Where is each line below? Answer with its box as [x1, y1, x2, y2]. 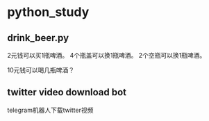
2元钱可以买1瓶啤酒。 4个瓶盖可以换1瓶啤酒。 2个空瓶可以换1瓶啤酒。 [7, 51, 206, 59]
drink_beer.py [7, 32, 69, 44]
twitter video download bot [7, 86, 127, 98]
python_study [7, 4, 90, 20]
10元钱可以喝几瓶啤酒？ [7, 66, 75, 74]
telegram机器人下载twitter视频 [7, 106, 94, 114]
